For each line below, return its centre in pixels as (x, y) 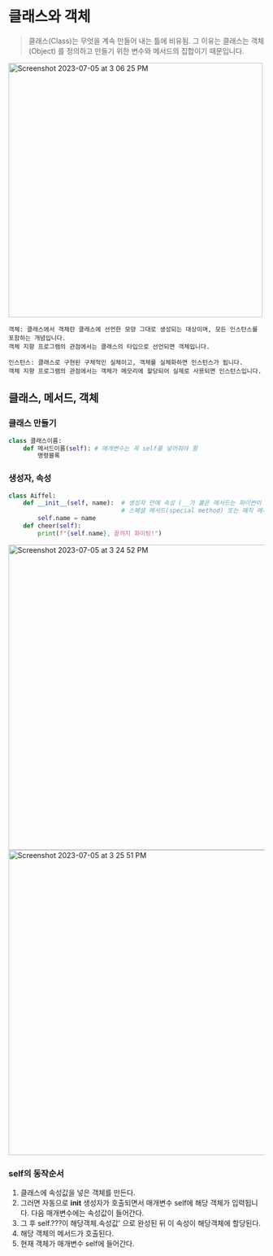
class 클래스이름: (35, 440)
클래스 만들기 (32, 423)
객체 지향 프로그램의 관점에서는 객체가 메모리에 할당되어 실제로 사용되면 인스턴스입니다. (135, 371)
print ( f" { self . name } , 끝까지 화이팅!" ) (100, 533)
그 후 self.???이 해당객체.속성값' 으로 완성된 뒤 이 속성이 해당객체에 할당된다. (141, 1223)
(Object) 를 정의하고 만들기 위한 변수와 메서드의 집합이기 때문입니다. (136, 50)
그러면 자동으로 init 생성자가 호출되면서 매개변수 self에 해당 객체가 (125, 1203)
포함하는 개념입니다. (37, 338)
